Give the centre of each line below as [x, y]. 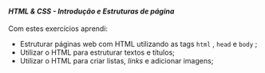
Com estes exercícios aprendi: [58, 29]
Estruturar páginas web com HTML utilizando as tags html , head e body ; [138, 44]
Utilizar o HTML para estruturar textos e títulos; [97, 52]
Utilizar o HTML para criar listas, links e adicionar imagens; [117, 61]
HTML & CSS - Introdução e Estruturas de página [91, 11]
